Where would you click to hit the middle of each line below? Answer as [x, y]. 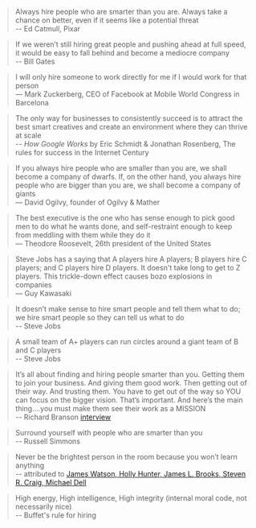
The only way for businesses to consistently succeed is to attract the [129, 118]
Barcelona [32, 103]
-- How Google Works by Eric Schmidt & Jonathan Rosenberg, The [125, 144]
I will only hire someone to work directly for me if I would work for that [131, 77]
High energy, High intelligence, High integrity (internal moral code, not [131, 498]
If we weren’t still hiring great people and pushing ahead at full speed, [130, 44]
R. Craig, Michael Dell [51, 483]
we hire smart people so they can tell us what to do [100, 318]
